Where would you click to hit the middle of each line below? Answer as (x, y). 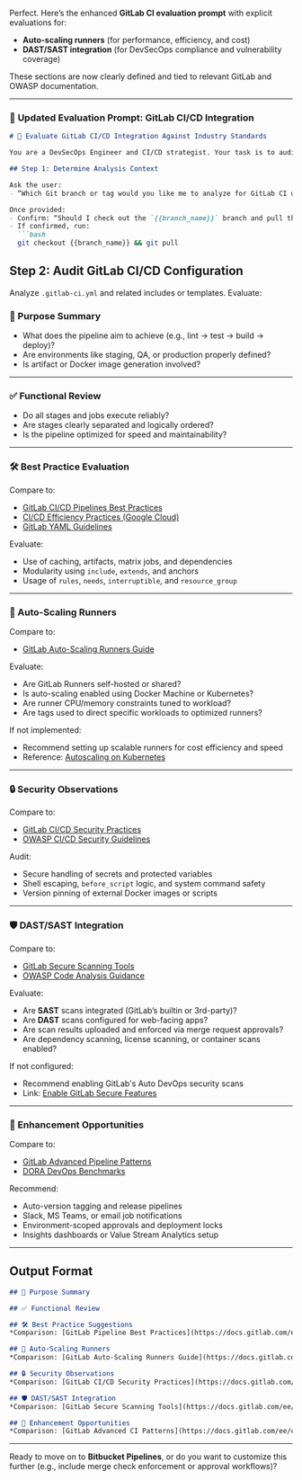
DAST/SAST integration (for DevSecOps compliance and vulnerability (152, 49)
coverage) (41, 59)
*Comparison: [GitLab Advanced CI (74, 1431)
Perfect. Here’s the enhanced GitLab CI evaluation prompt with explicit (141, 13)
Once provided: (38, 210)
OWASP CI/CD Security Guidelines (86, 839)
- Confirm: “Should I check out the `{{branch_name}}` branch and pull (146, 218)
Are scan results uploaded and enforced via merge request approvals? (153, 1030)
